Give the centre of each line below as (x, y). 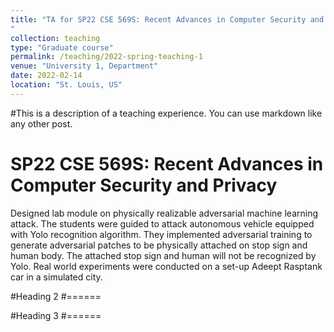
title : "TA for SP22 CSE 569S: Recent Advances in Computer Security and (167, 19)
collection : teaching (55, 38)
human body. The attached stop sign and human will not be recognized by (163, 255)
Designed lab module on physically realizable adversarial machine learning (164, 213)
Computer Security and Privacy (144, 185)
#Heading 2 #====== (56, 296)
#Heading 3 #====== (56, 315)
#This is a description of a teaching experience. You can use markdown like (166, 113)
